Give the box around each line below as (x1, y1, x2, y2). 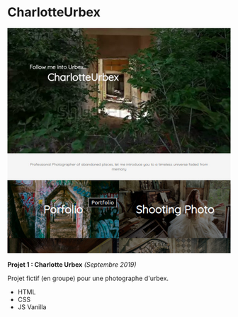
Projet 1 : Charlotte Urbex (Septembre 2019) (7, 260, 137, 269)
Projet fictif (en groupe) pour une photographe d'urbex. (7, 274, 169, 282)
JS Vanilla (17, 302, 47, 311)
